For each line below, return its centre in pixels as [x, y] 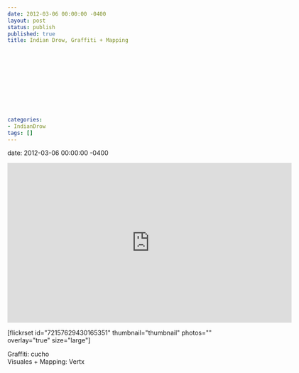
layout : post [27, 21]
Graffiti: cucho [28, 354]
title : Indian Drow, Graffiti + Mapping [68, 40]
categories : [25, 119]
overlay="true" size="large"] [49, 340]
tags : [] [20, 133]
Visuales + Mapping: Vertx [46, 362]
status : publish [31, 27]
